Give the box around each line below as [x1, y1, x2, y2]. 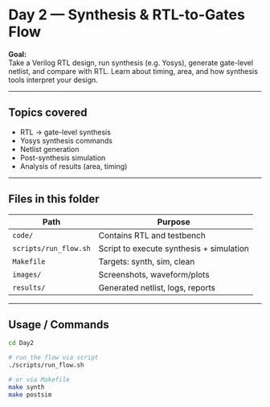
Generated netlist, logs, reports [98, 282, 215, 293]
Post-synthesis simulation [19, 153, 106, 162]
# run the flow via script [8, 354, 99, 362]
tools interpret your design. [8, 75, 98, 84]
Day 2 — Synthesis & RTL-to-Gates [8, 6, 245, 24]
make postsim [8, 390, 52, 399]
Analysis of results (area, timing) [19, 161, 128, 171]
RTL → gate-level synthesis [19, 127, 111, 137]
